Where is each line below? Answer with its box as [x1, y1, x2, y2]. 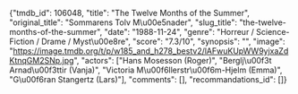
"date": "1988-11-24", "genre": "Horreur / [104, 27, 255, 37]
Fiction [9, 36, 35, 47]
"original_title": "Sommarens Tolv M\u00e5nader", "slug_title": [9, 17, 238, 28]
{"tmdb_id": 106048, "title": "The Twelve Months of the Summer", [9, 8, 251, 18]
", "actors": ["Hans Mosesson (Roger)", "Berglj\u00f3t [73, 56, 272, 65]
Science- [256, 27, 290, 37]
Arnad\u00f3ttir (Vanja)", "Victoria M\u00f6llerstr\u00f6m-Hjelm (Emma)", [9, 64, 283, 75]
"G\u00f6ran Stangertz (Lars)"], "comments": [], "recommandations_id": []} [9, 74, 288, 84]
